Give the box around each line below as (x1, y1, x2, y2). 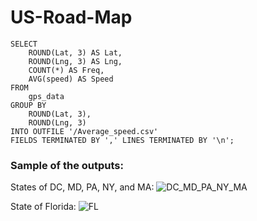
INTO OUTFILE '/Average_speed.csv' (10, 126, 159, 136)
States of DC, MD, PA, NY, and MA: (10, 181, 155, 193)
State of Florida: (10, 201, 77, 213)
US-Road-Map (10, 6, 133, 29)
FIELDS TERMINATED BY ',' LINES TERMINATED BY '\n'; (10, 135, 235, 145)
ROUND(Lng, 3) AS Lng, (28, 56, 123, 66)
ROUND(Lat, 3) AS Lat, (28, 47, 123, 58)
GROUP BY (10, 100, 47, 110)
